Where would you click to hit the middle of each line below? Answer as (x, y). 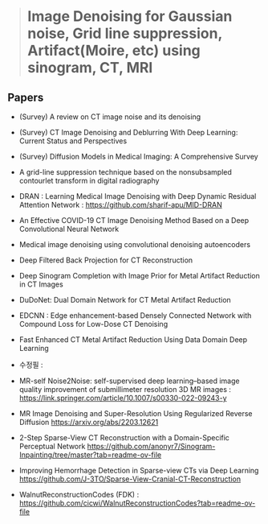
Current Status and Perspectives (73, 141)
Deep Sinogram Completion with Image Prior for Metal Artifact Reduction (139, 276)
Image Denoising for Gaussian (130, 17)
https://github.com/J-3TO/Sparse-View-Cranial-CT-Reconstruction (130, 479)
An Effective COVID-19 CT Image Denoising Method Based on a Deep (134, 220)
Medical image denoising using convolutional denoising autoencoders (134, 244)
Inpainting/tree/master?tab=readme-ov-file (90, 455)
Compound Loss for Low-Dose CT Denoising (93, 324)
